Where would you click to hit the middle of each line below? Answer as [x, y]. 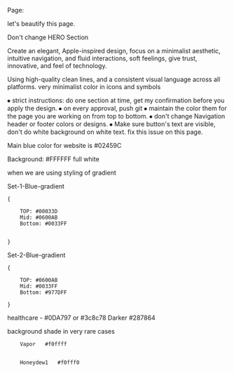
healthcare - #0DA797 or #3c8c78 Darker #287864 [81, 318]
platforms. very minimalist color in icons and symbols [84, 87]
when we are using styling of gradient [62, 172]
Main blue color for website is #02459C [64, 145]
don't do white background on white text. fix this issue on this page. [105, 132]
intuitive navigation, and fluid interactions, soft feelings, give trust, [102, 58]
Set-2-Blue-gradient [36, 255]
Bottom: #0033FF [44, 224]
